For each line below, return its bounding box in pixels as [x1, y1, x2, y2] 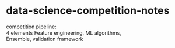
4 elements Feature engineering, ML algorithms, [6, 29, 121, 36]
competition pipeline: [6, 23, 57, 30]
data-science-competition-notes [6, 4, 170, 17]
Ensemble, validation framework [6, 35, 83, 42]
